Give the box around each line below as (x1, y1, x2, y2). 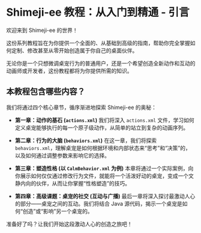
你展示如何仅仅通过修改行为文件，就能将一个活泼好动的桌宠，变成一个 (14, 172, 189, 179)
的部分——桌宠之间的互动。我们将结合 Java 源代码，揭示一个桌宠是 (14, 200, 182, 207)
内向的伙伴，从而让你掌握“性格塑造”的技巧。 (20, 179, 131, 187)
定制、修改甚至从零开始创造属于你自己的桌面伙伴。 (11, 46, 138, 54)
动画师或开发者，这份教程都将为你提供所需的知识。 (6, 67, 133, 74)
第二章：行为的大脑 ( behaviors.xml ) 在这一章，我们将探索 (14, 137, 157, 144)
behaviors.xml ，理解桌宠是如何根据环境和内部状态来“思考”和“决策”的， (14, 144, 191, 151)
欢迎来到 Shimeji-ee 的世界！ (6, 26, 78, 34)
